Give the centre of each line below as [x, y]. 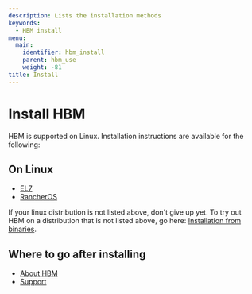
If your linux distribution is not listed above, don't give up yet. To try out [125, 212]
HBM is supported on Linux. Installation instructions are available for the [126, 136]
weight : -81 [42, 68]
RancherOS [39, 197]
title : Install [33, 75]
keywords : [25, 23]
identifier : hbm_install [64, 52]
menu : [17, 38]
